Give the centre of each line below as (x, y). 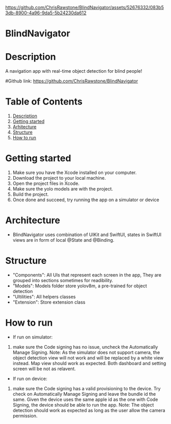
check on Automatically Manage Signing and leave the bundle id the (84, 394)
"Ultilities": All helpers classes (44, 296)
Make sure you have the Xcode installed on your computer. (75, 173)
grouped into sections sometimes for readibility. (63, 280)
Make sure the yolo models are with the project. (63, 189)
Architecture (33, 220)
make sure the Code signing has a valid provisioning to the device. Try (87, 388)
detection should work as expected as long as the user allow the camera (89, 410)
